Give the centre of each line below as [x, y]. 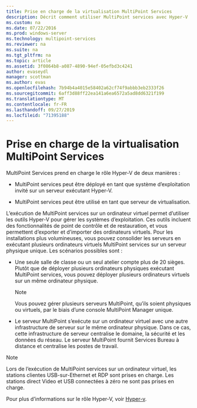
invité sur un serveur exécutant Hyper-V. [64, 191]
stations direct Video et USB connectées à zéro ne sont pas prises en [90, 382]
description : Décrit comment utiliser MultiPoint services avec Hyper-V [97, 17]
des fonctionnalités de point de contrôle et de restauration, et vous [87, 226]
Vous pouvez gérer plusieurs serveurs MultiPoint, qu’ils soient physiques [103, 304]
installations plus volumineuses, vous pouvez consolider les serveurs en [94, 238]
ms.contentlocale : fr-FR [36, 104]
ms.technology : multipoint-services [51, 39]
